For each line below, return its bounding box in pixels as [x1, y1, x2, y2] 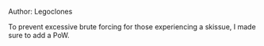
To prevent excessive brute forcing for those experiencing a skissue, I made [8, 22, 256, 31]
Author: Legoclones [8, 7, 73, 16]
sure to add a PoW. [8, 31, 70, 40]
